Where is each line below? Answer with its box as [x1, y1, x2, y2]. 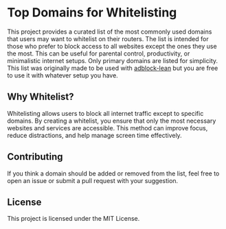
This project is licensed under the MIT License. [7, 215, 140, 223]
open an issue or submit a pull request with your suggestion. [7, 176, 179, 184]
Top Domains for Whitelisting [7, 5, 177, 21]
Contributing [7, 151, 63, 162]
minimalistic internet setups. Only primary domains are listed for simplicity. [7, 56, 218, 64]
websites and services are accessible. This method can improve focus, [7, 123, 208, 132]
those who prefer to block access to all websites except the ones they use [7, 42, 218, 50]
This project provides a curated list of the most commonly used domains [7, 27, 212, 36]
